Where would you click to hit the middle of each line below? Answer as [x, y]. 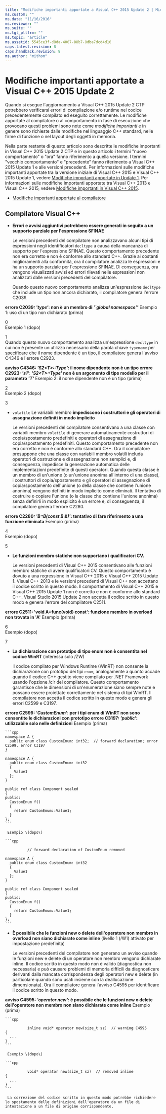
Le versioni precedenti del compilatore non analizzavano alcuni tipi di [83, 240]
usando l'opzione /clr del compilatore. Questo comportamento [76, 682]
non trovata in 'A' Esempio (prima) [40, 617]
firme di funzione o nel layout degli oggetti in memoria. [61, 137]
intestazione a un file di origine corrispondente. [59, 1107]
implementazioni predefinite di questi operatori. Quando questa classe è [86, 470]
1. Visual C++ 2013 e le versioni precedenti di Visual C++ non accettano [85, 581]
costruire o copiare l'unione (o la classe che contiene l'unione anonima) [85, 496]
